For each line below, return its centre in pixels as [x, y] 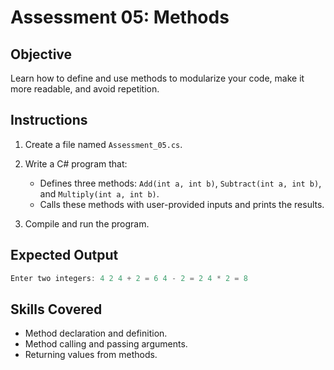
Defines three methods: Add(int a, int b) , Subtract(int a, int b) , [180, 183]
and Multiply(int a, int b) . [99, 193]
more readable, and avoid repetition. [85, 89]
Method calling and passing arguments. [106, 344]
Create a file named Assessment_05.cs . [103, 144]
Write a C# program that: [76, 163]
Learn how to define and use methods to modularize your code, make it [157, 78]
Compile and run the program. [87, 223]
